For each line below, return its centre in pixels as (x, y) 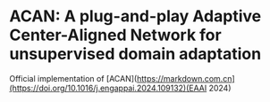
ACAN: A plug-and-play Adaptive (135, 16)
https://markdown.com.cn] (186, 78)
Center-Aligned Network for (115, 35)
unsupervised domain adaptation (135, 54)
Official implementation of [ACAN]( (73, 78)
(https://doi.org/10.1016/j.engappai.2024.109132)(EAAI (108, 88)
